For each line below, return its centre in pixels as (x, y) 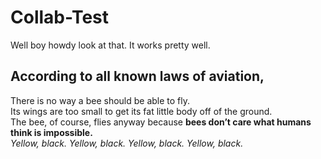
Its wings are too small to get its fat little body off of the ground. (141, 111)
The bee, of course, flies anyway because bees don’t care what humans (161, 122)
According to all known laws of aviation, (137, 76)
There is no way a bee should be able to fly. (100, 100)
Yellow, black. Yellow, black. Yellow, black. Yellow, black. (127, 143)
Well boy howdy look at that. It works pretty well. (110, 45)
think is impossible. (51, 132)
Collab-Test (60, 17)
